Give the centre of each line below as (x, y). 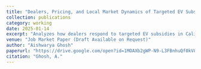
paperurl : (19, 51)
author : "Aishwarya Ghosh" (40, 46)
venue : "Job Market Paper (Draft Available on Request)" (79, 40)
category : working (29, 23)
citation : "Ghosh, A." (34, 56)
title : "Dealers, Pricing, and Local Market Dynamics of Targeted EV (95, 12)
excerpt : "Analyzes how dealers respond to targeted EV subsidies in (95, 34)
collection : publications (38, 17)
